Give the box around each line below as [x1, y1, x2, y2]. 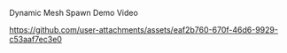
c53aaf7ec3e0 [9, 34, 62, 44]
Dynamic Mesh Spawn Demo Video [9, 8, 139, 18]
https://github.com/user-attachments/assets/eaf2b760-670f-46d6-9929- [9, 25, 279, 34]
